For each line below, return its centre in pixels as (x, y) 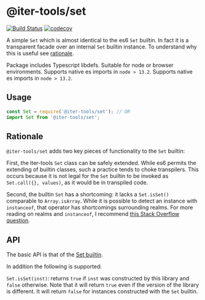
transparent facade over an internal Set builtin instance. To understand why (102, 47)
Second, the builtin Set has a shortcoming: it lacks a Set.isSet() (88, 194)
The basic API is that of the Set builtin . (55, 255)
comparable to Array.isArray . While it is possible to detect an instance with (102, 201)
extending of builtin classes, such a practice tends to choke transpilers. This (103, 169)
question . (18, 221)
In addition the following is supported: (54, 267)
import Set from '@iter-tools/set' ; (53, 117)
